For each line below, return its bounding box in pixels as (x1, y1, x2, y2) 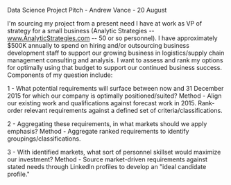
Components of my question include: (7, 71, 113, 79)
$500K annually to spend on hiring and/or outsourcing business (7, 42, 189, 49)
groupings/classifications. (7, 134, 81, 143)
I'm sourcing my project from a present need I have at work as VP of (7, 19, 203, 27)
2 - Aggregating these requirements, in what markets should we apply (7, 120, 207, 127)
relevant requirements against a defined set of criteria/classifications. (24, 107, 223, 114)
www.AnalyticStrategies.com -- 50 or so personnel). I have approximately (7, 34, 218, 42)
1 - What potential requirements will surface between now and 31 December (7, 85, 224, 92)
